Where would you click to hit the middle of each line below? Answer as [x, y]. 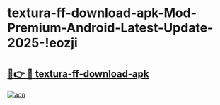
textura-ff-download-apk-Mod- [102, 13]
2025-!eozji [42, 43]
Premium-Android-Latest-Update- [110, 28]
